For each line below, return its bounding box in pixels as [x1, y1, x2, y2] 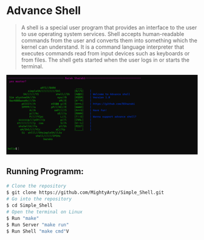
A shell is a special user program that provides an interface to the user [21, 24, 197, 31]
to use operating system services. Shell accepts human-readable [21, 30, 185, 37]
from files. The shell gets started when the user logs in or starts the [21, 56, 190, 63]
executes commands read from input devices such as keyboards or [21, 49, 190, 57]
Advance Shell [6, 4, 81, 18]
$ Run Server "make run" [6, 222, 69, 228]
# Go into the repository [6, 196, 72, 202]
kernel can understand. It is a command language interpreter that [21, 43, 185, 51]
